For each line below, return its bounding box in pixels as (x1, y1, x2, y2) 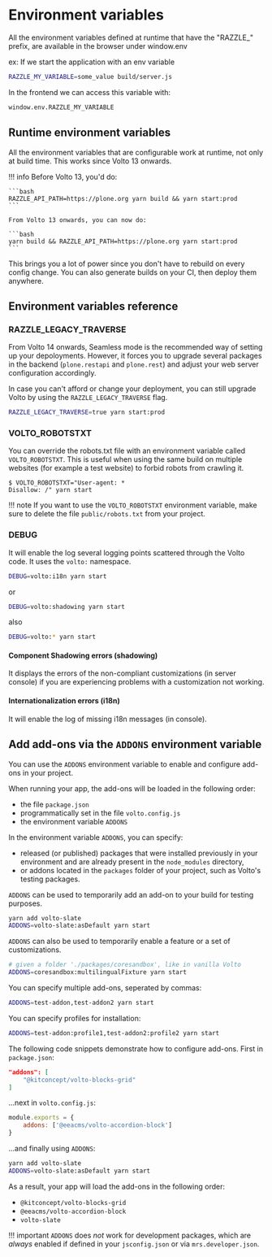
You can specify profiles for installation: (8, 1013, 141, 1023)
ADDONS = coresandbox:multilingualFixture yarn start (8, 968, 187, 976)
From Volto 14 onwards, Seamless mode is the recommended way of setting (8, 342, 263, 352)
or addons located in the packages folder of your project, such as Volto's (19, 865, 261, 875)
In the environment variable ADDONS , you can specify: (8, 832, 183, 842)
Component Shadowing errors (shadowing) (8, 650, 158, 660)
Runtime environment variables (8, 126, 171, 140)
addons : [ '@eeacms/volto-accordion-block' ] (23, 1121, 173, 1129)
